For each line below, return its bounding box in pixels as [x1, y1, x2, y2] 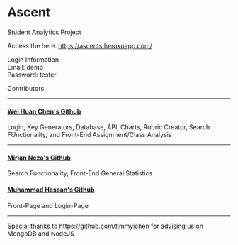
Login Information [7, 55, 59, 64]
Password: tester [7, 70, 57, 79]
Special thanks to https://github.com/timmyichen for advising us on [7, 222, 204, 230]
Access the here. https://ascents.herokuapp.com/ [7, 41, 152, 50]
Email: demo [7, 62, 44, 71]
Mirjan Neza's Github [7, 153, 71, 162]
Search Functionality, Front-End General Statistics [7, 169, 153, 178]
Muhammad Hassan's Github [7, 185, 95, 194]
